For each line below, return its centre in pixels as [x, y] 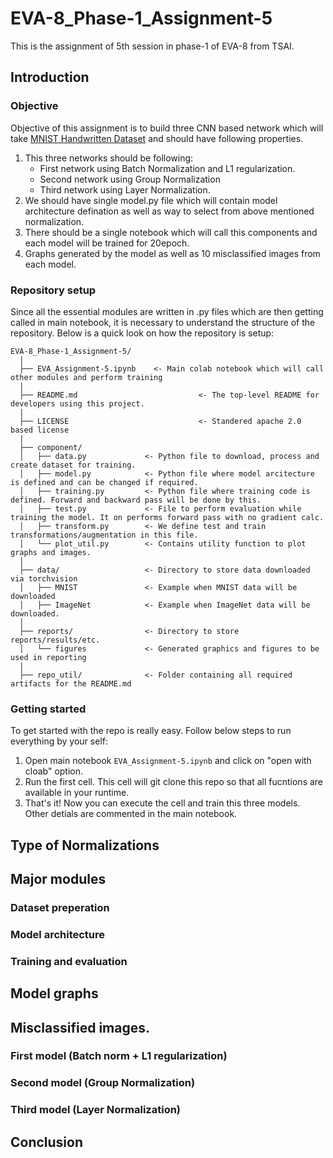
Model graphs [54, 993]
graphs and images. [51, 552]
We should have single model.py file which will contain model [151, 200]
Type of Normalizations [85, 845]
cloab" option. [54, 771]
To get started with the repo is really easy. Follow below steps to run [151, 731]
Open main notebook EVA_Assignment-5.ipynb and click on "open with [168, 761]
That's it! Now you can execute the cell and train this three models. [162, 803]
